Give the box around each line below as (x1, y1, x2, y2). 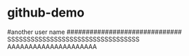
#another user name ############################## (7, 28, 182, 36)
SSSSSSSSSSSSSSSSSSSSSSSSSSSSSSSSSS (7, 35, 140, 43)
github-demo (7, 5, 85, 21)
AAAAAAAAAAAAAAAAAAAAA (7, 42, 97, 50)
